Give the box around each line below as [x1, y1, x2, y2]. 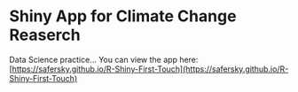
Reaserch [9, 25, 82, 45]
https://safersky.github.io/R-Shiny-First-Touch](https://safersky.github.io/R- [12, 64, 289, 74]
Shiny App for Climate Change [9, 6, 237, 27]
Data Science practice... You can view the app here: [9, 54, 199, 65]
